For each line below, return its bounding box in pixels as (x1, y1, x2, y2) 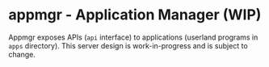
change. (8, 49, 36, 59)
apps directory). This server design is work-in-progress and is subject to (8, 40, 248, 50)
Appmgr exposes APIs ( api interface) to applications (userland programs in (8, 32, 258, 42)
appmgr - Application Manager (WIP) (8, 6, 262, 24)
